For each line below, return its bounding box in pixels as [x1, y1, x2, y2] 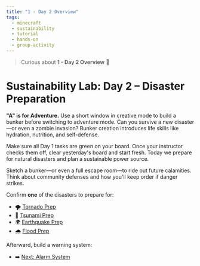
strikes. [6, 179, 24, 186]
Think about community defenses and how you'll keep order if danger [6, 173, 178, 180]
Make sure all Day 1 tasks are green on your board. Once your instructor [6, 142, 183, 149]
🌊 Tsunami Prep [14, 212, 54, 219]
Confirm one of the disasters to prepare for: [6, 191, 114, 198]
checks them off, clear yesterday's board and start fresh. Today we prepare [6, 149, 192, 156]
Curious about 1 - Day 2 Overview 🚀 [20, 58, 110, 66]
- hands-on [11, 36, 39, 42]
